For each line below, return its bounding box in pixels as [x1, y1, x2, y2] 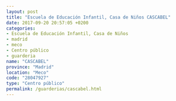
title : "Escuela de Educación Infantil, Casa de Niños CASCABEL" [6, 14, 171, 20]
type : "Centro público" [6, 81, 65, 87]
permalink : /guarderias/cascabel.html [6, 86, 102, 92]
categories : [6, 25, 36, 31]
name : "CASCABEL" [6, 58, 49, 64]
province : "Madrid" [6, 64, 55, 70]
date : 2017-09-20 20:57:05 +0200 [6, 20, 89, 26]
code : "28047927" [6, 75, 49, 81]
